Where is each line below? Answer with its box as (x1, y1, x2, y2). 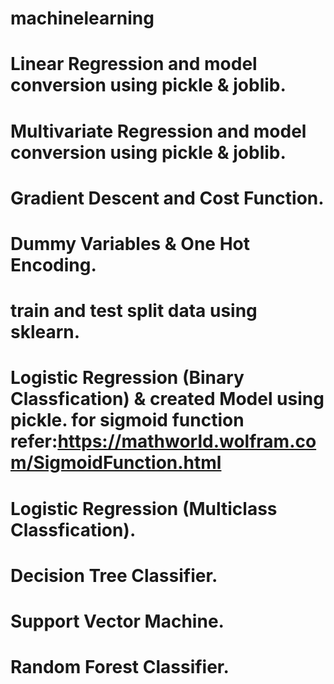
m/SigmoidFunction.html (10, 452, 222, 474)
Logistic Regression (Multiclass (10, 497, 278, 520)
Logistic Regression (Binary (10, 367, 245, 389)
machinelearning (10, 7, 155, 30)
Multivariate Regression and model (10, 120, 307, 142)
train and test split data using (10, 300, 258, 322)
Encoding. (10, 253, 97, 276)
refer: (10, 430, 58, 453)
